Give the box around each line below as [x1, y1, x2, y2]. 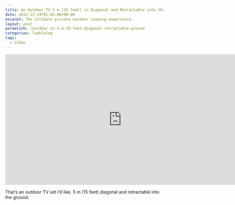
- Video [10, 40, 26, 45]
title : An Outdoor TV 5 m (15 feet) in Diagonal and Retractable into [5, 7, 156, 13]
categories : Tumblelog [5, 31, 53, 36]
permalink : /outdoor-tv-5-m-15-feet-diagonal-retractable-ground [5, 26, 145, 31]
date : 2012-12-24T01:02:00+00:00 [5, 12, 75, 17]
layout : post [5, 21, 33, 27]
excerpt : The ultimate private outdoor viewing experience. [5, 17, 134, 22]
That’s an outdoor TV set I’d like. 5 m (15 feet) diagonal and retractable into [5, 189, 160, 195]
